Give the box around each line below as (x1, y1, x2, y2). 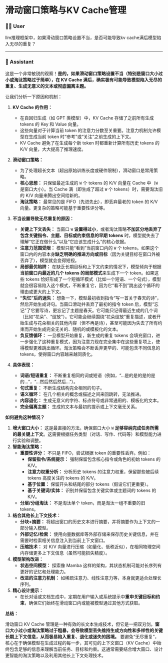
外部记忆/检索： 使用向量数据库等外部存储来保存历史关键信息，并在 (19, 531, 159, 537)
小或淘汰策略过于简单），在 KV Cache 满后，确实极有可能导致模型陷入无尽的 (5, 76, 162, 82)
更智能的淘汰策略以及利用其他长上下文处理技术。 (5, 652, 106, 658)
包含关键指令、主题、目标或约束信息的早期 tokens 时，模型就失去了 (19, 232, 160, 238)
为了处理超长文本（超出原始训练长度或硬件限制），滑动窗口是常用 (19, 167, 154, 173)
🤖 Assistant (5, 58, 34, 65)
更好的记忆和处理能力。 (19, 568, 68, 574)
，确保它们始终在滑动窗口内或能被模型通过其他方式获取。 (24, 599, 143, 605)
